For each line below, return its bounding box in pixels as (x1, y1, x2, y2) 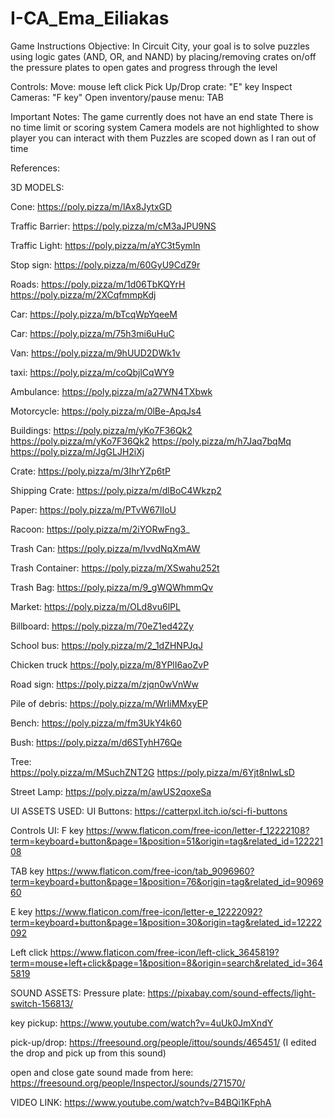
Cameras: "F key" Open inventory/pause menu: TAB (10, 91, 224, 103)
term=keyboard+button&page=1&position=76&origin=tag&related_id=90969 (10, 875, 324, 887)
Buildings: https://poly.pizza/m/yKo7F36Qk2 (10, 424, 193, 436)
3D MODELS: (10, 181, 65, 193)
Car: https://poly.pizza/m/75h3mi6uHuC (10, 327, 175, 339)
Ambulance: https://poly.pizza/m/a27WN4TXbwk (10, 385, 213, 397)
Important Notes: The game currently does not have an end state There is (10, 110, 314, 122)
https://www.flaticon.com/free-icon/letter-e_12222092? (34, 905, 263, 917)
